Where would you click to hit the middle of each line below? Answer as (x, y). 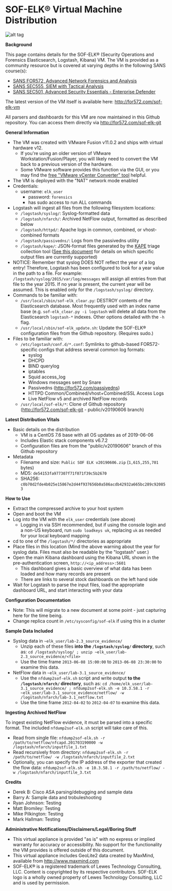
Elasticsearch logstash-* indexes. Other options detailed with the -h (92, 317)
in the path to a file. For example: (47, 273)
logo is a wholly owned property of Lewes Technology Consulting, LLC (88, 877)
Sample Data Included (29, 631)
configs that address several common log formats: (92, 350)
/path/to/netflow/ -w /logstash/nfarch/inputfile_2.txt (74, 757)
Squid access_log (47, 377)
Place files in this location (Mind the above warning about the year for (86, 546)
